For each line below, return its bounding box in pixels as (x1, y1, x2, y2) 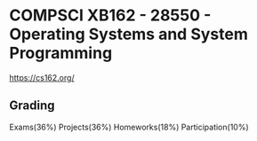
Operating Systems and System (9, 24, 249, 44)
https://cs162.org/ (9, 72, 75, 82)
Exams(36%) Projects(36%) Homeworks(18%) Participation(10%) (9, 121, 249, 132)
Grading (9, 98, 55, 114)
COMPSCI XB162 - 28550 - (9, 5, 212, 26)
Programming (9, 43, 113, 63)
